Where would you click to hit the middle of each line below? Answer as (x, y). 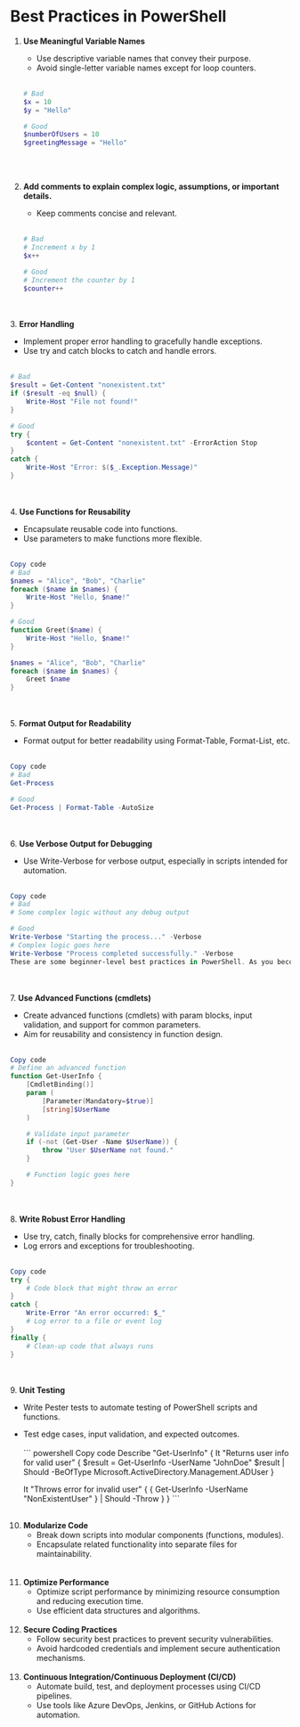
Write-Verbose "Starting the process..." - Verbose (106, 937)
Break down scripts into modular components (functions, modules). (160, 1535)
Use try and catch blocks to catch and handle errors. (120, 351)
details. (37, 196)
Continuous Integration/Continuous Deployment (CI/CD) (130, 1677)
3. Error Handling (42, 324)
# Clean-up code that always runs (90, 1346)
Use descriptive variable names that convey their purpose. (144, 58)
